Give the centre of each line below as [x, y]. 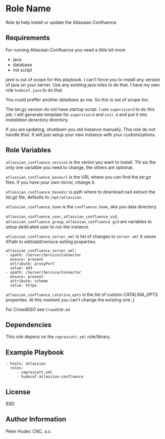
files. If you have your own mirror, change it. [51, 182]
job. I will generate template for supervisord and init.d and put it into [77, 114]
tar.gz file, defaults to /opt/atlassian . [44, 197]
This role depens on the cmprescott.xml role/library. [58, 337]
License [18, 392]
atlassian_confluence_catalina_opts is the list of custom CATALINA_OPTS [82, 294]
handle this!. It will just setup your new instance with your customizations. [81, 135]
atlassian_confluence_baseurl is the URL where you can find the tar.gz [78, 177]
